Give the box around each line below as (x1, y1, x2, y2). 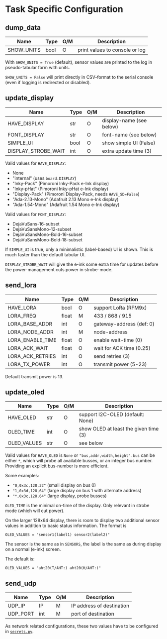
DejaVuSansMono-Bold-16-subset (12, 231, 83, 237)
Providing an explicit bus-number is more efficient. (5, 463, 109, 469)
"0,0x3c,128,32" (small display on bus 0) (12, 482, 96, 488)
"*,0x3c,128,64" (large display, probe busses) (12, 493, 107, 499)
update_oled (5, 388, 45, 397)
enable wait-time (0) (93, 336, 143, 343)
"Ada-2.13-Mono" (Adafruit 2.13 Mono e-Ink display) (12, 196, 119, 202)
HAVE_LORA (7, 304, 37, 311)
